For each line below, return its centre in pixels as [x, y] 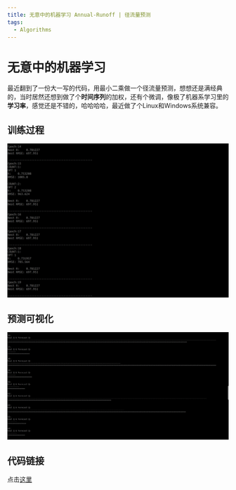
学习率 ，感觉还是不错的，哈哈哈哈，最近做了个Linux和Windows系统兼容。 [115, 106]
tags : [15, 22]
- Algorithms [33, 29]
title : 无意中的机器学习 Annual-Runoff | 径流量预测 [79, 15]
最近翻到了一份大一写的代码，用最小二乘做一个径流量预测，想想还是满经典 [115, 88]
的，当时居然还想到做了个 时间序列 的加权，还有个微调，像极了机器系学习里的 [118, 97]
